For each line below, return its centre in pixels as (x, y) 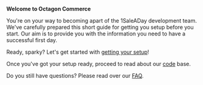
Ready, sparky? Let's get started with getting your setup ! (78, 52)
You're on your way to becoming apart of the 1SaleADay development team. (102, 20)
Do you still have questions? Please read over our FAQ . (75, 76)
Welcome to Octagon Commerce (49, 9)
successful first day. (32, 40)
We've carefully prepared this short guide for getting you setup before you (100, 27)
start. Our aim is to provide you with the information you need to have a (96, 34)
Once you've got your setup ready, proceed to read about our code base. (99, 64)
